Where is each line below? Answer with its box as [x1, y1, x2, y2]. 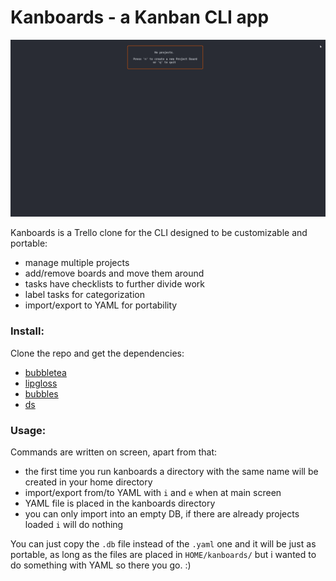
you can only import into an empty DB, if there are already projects [24, 508, 300, 520]
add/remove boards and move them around [24, 267, 205, 280]
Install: [10, 324, 45, 338]
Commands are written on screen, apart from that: [10, 446, 218, 458]
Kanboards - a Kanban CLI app [10, 6, 270, 29]
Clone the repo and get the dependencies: [10, 347, 185, 359]
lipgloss [24, 377, 58, 389]
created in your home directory [24, 476, 153, 488]
